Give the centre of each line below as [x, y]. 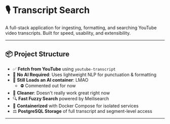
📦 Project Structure [37, 54]
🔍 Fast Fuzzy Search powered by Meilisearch [61, 98]
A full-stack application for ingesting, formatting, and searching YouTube [81, 27]
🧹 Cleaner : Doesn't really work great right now [61, 93]
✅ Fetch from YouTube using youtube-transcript [64, 69]
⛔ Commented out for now [48, 85]
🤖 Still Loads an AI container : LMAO [50, 80]
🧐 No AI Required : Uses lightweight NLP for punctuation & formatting [84, 75]
